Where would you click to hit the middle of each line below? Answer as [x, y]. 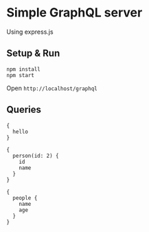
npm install [23, 69]
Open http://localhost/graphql [52, 88]
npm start [21, 75]
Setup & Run [33, 53]
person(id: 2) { [36, 156]
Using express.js [30, 32]
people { [25, 198]
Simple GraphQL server [74, 13]
